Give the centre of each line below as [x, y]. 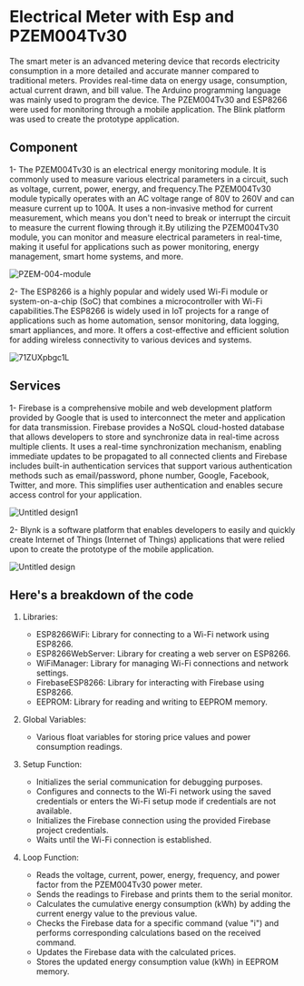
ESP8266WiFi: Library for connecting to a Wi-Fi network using [152, 635]
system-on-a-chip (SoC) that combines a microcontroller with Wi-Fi [136, 301]
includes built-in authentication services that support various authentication [151, 466]
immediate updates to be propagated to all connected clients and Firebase [148, 456]
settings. [52, 673]
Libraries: [40, 617]
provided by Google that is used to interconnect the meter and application [147, 417]
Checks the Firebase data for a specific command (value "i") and [157, 923]
